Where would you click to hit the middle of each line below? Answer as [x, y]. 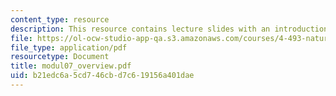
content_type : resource [60, 19]
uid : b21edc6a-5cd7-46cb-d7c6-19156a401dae [102, 76]
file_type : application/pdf [69, 47]
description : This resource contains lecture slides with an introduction [169, 29]
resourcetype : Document [60, 57]
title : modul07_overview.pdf [71, 66]
